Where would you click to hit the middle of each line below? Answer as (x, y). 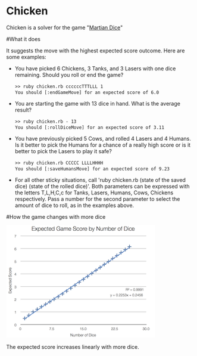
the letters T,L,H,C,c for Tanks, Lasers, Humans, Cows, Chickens (94, 193)
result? (23, 110)
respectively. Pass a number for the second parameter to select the (97, 199)
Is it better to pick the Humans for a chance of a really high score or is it (103, 145)
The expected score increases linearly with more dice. (73, 346)
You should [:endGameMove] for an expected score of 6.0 (87, 92)
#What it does (23, 39)
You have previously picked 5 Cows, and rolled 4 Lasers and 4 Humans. (103, 138)
